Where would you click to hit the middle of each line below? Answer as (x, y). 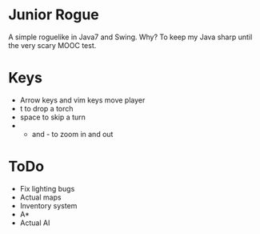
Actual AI (35, 223)
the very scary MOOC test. (52, 45)
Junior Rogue (54, 15)
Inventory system (48, 205)
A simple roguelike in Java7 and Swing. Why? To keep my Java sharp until (130, 37)
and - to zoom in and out (72, 134)
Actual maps (40, 197)
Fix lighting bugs (47, 188)
